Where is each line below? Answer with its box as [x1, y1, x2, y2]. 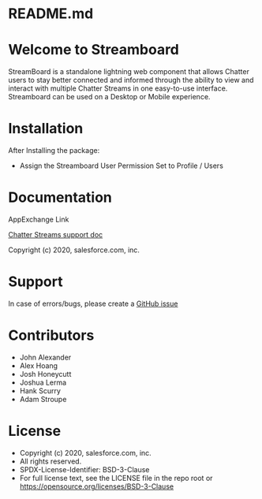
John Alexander [19, 352, 72, 362]
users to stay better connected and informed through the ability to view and [8, 76, 254, 85]
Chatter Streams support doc [8, 230, 103, 239]
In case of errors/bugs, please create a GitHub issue [8, 299, 178, 308]
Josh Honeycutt [19, 369, 72, 378]
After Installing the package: [8, 146, 100, 155]
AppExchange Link [8, 214, 69, 224]
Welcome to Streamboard [8, 41, 180, 59]
